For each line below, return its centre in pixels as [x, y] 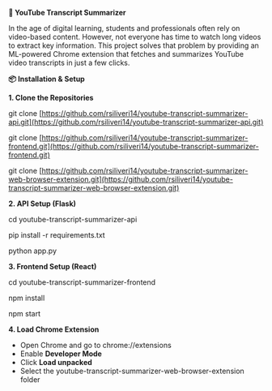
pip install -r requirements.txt [57, 235]
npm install [27, 298]
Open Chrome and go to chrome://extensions [96, 345]
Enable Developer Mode [61, 354]
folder [30, 380]
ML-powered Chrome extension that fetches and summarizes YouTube [126, 54]
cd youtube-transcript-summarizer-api [73, 219]
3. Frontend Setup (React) [53, 266]
